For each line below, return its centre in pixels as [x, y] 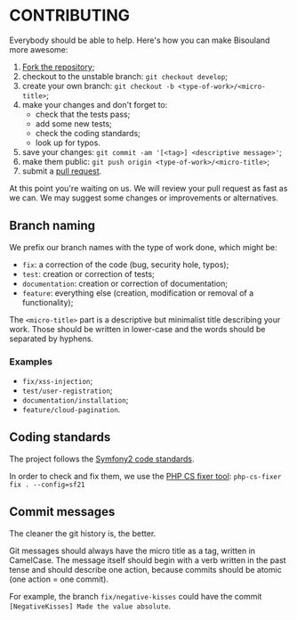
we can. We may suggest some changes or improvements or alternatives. [144, 198]
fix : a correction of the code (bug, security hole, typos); [125, 265]
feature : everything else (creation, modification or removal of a [138, 293]
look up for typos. [68, 143]
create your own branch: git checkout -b [98, 86]
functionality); [48, 302]
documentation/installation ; [75, 400]
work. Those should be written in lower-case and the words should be [137, 329]
